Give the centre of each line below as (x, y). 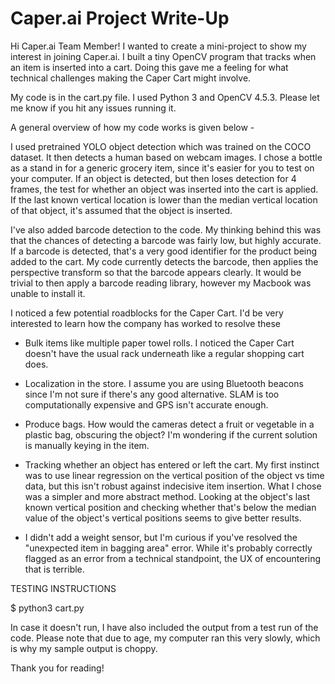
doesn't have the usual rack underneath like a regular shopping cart (164, 353)
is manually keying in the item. (87, 445)
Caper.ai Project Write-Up (120, 18)
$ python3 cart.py (47, 608)
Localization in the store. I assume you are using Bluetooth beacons (164, 383)
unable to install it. (48, 293)
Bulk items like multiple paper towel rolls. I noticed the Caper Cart (159, 343)
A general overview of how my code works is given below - (132, 127)
